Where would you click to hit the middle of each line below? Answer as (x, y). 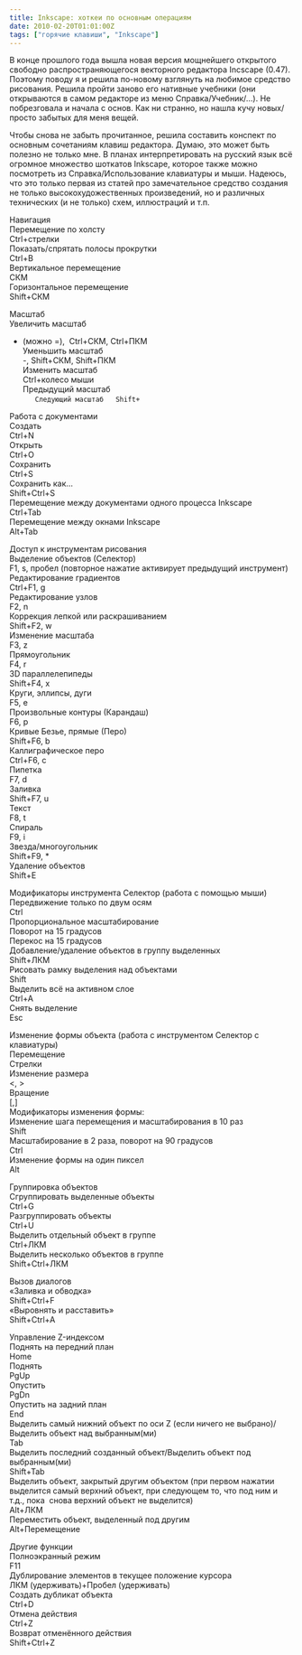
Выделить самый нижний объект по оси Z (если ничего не (122, 1424)
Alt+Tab (24, 532)
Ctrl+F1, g (27, 587)
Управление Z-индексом (57, 1337)
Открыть (26, 445)
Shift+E (23, 875)
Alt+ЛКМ (26, 1510)
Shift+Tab (27, 1472)
